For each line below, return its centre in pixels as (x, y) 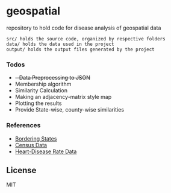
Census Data (31, 145)
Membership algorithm (43, 84)
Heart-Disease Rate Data (46, 151)
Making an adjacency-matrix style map (63, 97)
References (23, 125)
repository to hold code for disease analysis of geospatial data (84, 28)
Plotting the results (38, 103)
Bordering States (36, 138)
